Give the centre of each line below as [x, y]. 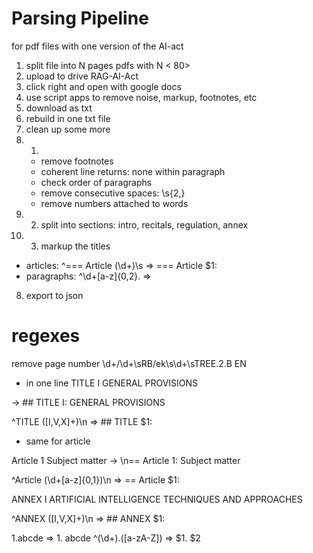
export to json [54, 295]
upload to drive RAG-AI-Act [82, 76]
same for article [58, 441]
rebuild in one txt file [68, 118]
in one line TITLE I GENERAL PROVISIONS [112, 383]
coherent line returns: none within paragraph [133, 171]
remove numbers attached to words [114, 203]
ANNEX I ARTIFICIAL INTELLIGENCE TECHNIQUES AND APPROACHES [157, 499]
